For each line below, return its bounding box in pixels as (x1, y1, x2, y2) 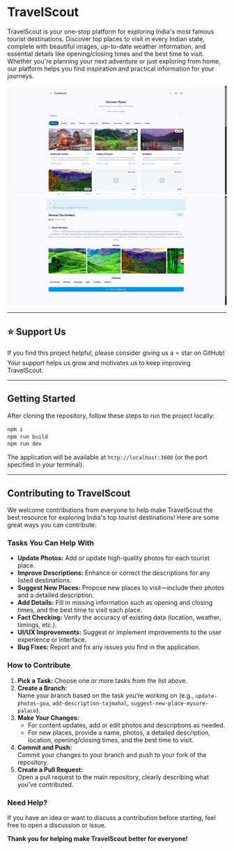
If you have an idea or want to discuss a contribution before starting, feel (7, 813, 216, 821)
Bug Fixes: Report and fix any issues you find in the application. (17, 643, 201, 652)
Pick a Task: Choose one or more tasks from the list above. (17, 676, 188, 684)
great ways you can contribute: (7, 521, 97, 529)
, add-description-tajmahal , (48, 698, 130, 707)
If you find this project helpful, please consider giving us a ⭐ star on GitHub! (7, 349, 225, 357)
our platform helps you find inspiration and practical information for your (7, 64, 214, 73)
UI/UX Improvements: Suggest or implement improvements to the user (17, 628, 221, 636)
